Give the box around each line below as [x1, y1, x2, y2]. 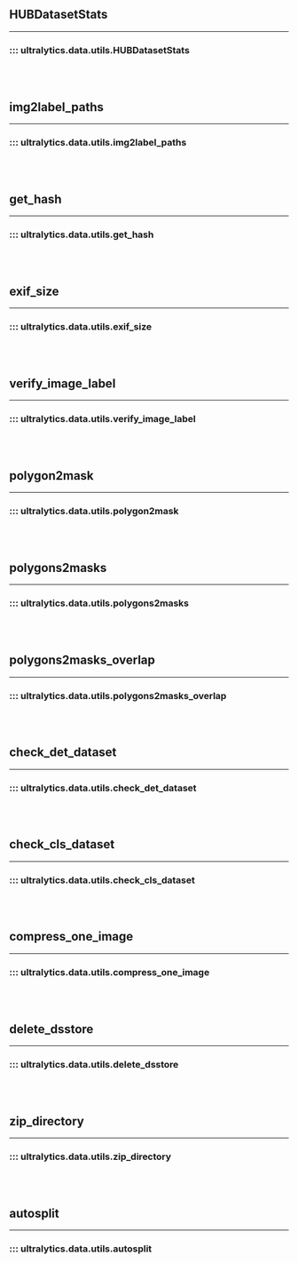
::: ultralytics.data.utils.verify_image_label [9, 413, 197, 425]
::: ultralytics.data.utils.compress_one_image [9, 965, 210, 978]
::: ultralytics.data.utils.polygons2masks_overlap [9, 689, 227, 702]
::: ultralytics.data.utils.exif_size [9, 321, 153, 333]
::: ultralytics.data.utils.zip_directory [9, 1150, 171, 1163]
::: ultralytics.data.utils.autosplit [9, 1243, 153, 1255]
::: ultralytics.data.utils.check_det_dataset [9, 782, 197, 794]
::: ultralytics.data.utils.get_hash [9, 228, 154, 241]
